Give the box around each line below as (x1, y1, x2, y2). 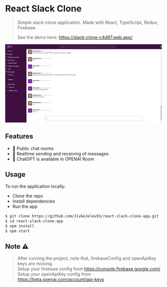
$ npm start (5, 229, 30, 234)
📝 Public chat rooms (12, 145, 54, 151)
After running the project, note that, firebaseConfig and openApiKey (17, 255, 157, 261)
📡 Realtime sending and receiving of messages (12, 150, 109, 156)
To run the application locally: (5, 183, 66, 189)
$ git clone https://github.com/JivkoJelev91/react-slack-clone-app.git (5, 214, 159, 219)
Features (5, 132, 33, 141)
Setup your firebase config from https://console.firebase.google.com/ (17, 266, 161, 272)
